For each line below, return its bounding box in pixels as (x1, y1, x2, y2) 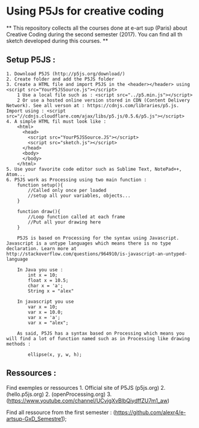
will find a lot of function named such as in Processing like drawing (6, 335, 190, 341)
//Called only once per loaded (28, 187, 107, 193)
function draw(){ (17, 208, 61, 214)
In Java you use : (17, 266, 63, 273)
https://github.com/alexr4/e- (115, 409, 186, 416)
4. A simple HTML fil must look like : (6, 118, 107, 125)
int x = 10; (28, 272, 58, 278)
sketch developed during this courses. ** (6, 37, 109, 44)
